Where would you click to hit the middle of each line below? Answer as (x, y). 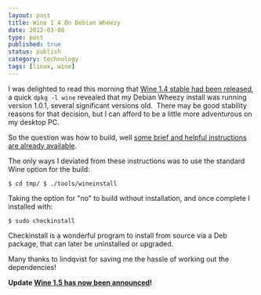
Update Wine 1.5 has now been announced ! (80, 282)
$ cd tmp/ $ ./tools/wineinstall (63, 184)
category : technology (43, 60)
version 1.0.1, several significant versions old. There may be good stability (127, 105)
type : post (26, 37)
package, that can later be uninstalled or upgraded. (91, 243)
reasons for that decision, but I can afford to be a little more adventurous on (130, 114)
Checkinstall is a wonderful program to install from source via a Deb (118, 235)
